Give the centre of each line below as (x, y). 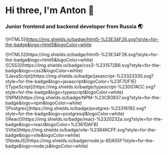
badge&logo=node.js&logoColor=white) (47, 146)
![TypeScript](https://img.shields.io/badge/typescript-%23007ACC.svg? (80, 87)
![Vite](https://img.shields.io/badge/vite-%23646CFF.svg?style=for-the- (81, 130)
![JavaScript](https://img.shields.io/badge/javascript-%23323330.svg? (79, 76)
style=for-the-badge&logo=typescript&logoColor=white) (64, 92)
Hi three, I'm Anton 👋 (50, 10)
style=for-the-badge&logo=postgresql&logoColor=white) (65, 114)
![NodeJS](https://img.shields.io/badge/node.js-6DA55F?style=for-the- (80, 141)
